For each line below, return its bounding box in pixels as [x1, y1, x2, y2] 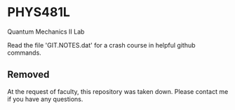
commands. [7, 48, 42, 57]
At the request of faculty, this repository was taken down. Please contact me [7, 87, 229, 95]
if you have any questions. [7, 95, 83, 103]
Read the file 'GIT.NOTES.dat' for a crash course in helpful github [7, 41, 196, 49]
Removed [7, 69, 50, 81]
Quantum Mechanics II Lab [7, 27, 85, 36]
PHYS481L [7, 4, 70, 20]
